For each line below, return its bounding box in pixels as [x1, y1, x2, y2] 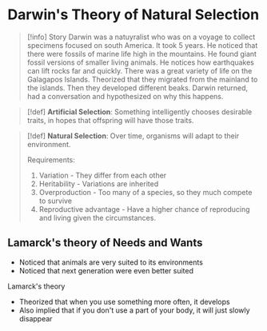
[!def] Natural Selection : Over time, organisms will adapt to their [26, 130, 240, 141]
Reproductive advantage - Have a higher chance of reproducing [38, 204, 250, 213]
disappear [18, 313, 53, 323]
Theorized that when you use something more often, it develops [18, 297, 230, 306]
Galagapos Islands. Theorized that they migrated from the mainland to [26, 74, 258, 84]
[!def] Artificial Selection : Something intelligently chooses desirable [26, 106, 253, 117]
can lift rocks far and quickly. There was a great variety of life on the [26, 66, 253, 75]
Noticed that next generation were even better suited [18, 265, 193, 275]
